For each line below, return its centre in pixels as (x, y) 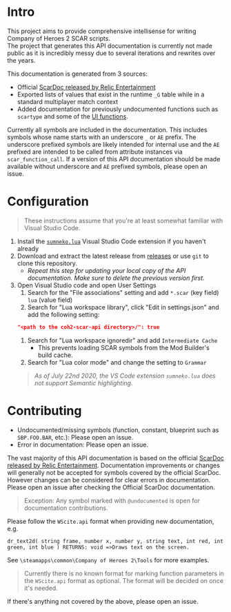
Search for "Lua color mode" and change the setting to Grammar (117, 362)
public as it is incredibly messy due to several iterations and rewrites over (111, 53)
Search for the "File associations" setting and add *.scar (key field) (123, 292)
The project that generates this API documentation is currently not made (110, 45)
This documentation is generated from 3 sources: (78, 74)
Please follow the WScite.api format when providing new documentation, (111, 521)
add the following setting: (63, 314)
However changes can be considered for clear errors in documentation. (109, 480)
